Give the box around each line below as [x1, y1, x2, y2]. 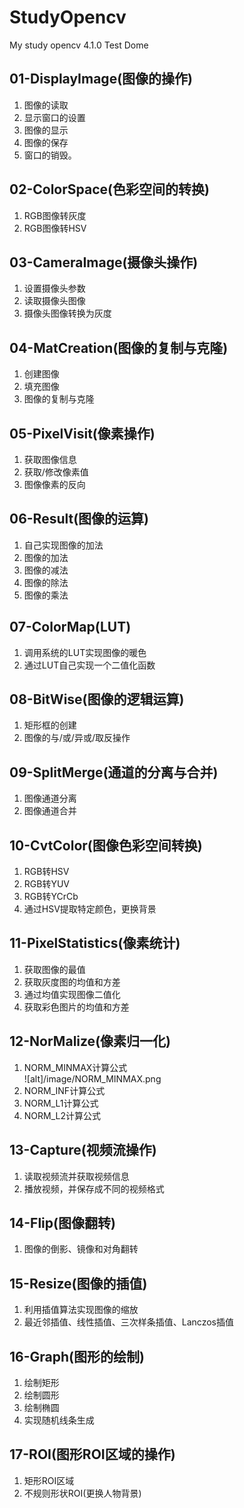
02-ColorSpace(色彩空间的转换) [9, 181, 210, 198]
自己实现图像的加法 [23, 539, 104, 551]
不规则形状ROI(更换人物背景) [23, 1487, 142, 1499]
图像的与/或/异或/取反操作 [23, 732, 131, 744]
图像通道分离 [23, 792, 77, 805]
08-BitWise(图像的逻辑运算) [9, 691, 185, 708]
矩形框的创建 [23, 719, 77, 731]
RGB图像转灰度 [23, 209, 87, 221]
